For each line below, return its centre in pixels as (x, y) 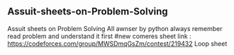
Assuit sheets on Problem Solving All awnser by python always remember (115, 28)
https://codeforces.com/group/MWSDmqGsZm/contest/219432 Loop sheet (117, 43)
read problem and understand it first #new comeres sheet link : (99, 36)
